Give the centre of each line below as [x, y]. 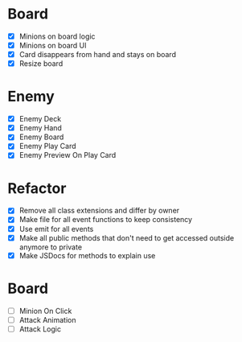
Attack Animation [47, 319]
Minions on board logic [57, 36]
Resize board [41, 64]
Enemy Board [41, 137]
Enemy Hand [40, 128]
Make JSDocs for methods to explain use [87, 255]
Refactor [37, 188]
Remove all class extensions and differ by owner [99, 211]
